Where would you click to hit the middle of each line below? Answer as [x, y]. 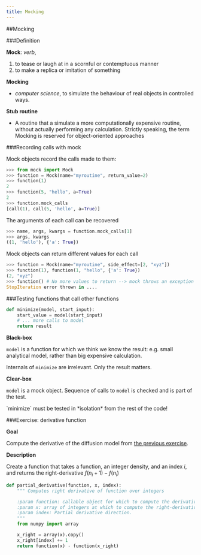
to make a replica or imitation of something [68, 70]
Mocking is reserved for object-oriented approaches [80, 135]
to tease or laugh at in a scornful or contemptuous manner [87, 64]
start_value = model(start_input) [60, 315]
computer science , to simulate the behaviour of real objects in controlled [104, 93]
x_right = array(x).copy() [51, 535]
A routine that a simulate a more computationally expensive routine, [98, 123]
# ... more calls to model [51, 321]
